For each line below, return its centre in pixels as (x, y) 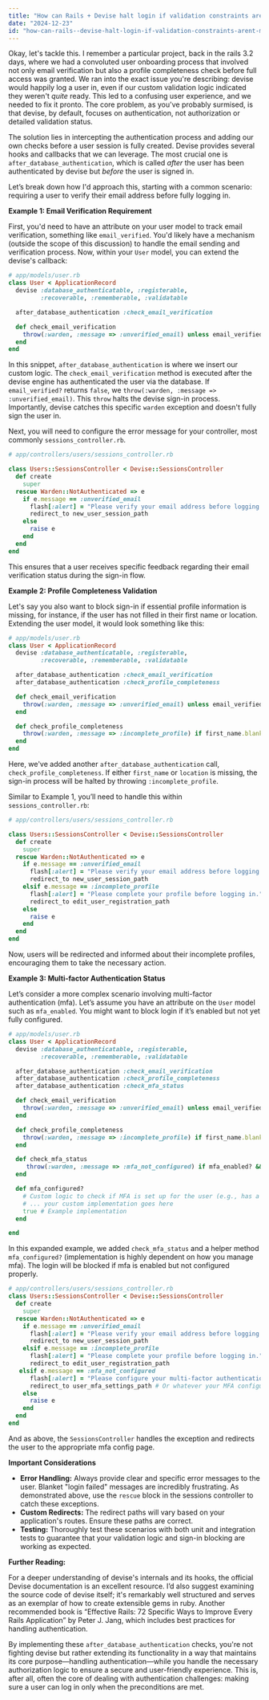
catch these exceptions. (59, 1503)
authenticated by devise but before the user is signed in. (101, 171)
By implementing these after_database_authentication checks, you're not (131, 1644)
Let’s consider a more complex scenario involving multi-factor (110, 994)
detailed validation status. (51, 122)
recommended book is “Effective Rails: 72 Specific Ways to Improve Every (130, 1612)
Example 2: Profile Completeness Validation (83, 590)
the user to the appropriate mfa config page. (82, 1447)
